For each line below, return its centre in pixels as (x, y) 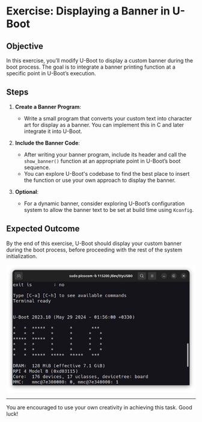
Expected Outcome (43, 229)
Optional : (27, 191)
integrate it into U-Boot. (53, 131)
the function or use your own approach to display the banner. (100, 180)
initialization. (22, 256)
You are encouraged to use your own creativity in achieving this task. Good (99, 408)
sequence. (37, 167)
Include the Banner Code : (47, 143)
